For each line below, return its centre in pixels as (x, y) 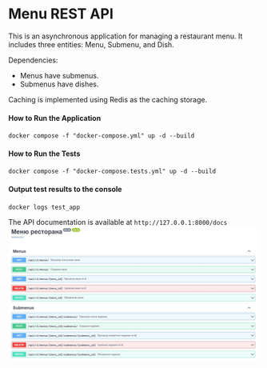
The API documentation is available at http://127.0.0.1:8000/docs (118, 222)
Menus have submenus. (59, 75)
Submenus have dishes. (59, 84)
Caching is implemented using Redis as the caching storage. (108, 99)
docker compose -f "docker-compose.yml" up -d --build (102, 136)
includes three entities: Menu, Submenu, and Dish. (91, 44)
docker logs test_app (44, 207)
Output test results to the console (65, 189)
